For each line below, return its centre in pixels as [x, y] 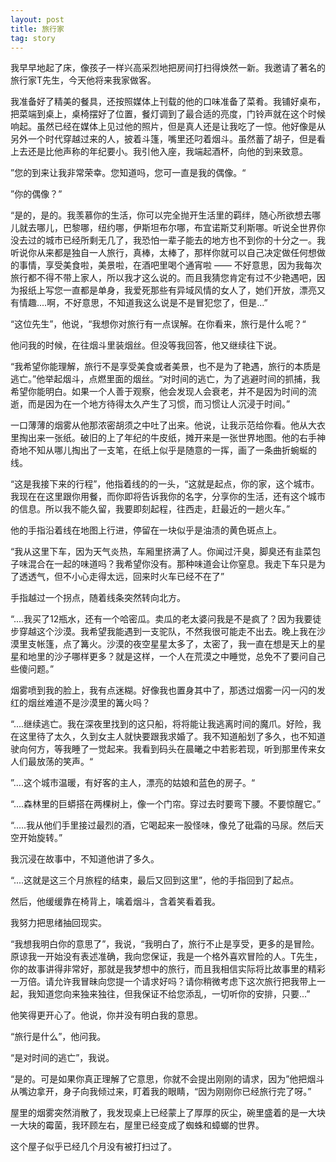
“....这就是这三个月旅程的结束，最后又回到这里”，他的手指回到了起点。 [155, 880]
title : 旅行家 [37, 29]
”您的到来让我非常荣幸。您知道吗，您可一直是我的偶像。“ [128, 173]
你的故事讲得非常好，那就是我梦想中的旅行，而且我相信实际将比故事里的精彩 [168, 969]
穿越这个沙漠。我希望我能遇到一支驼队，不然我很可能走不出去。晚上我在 [167, 632]
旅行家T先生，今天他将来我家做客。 [83, 80]
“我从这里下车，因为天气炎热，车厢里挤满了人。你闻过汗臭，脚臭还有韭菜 [161, 552]
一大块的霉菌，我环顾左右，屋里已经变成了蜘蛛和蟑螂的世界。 [137, 1125]
